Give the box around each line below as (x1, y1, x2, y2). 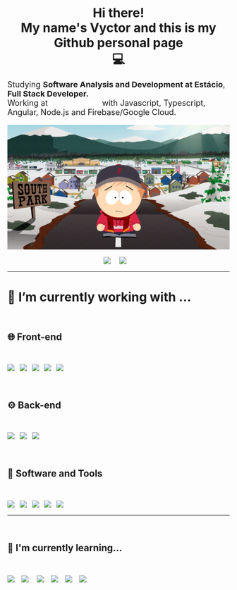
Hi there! (92, 5, 145, 21)
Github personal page (54, 35, 183, 51)
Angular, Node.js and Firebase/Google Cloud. (7, 107, 176, 117)
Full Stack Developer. (7, 88, 90, 99)
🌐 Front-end (7, 331, 62, 343)
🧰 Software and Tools (7, 467, 103, 479)
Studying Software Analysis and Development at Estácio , (7, 79, 226, 90)
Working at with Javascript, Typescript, (7, 97, 206, 108)
